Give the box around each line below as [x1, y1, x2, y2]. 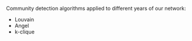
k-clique [14, 28, 35, 35]
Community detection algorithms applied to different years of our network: [6, 5, 186, 12]
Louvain [14, 16, 34, 23]
